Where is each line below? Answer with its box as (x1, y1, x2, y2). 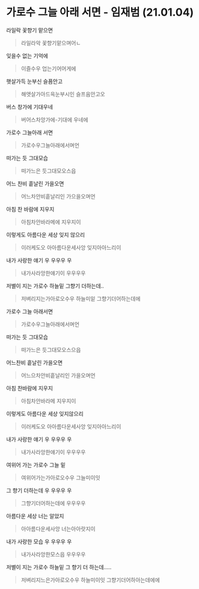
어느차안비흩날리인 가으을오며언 (20, 193, 96, 200)
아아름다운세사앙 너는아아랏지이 (20, 525, 96, 532)
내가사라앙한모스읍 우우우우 (20, 550, 86, 558)
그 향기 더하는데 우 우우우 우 (6, 487, 72, 494)
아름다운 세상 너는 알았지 (6, 512, 64, 519)
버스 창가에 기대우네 (6, 103, 53, 110)
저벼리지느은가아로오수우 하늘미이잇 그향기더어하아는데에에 (20, 576, 161, 584)
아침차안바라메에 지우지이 (20, 218, 81, 226)
